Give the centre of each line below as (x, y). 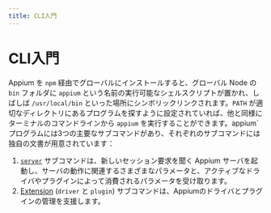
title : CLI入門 (33, 16)
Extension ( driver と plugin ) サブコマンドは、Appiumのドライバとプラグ (141, 190)
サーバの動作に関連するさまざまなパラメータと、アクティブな (144, 170)
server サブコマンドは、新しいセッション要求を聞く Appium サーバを (135, 160)
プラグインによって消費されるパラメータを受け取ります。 (137, 181)
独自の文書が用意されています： (61, 143)
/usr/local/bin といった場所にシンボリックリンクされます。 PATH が (144, 103)
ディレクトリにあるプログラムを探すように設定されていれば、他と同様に (142, 113)
